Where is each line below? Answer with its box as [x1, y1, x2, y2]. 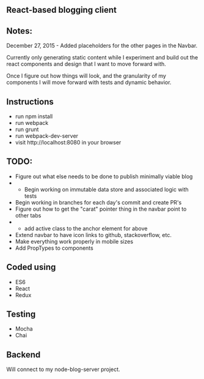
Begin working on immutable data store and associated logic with [24, 186, 189, 193]
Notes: [6, 26, 32, 36]
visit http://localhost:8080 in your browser [15, 139, 122, 146]
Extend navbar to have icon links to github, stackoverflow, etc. [15, 231, 172, 238]
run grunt [15, 126, 39, 133]
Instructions [6, 96, 54, 107]
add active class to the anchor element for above [24, 225, 148, 232]
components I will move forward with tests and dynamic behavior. [6, 79, 172, 86]
